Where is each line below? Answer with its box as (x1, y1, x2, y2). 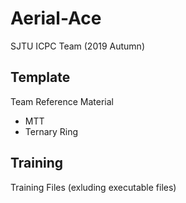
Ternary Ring (24, 125, 79, 137)
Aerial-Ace (10, 7, 102, 30)
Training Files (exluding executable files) (10, 181, 177, 193)
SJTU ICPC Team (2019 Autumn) (10, 40, 145, 52)
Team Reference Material (10, 95, 114, 107)
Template (10, 69, 71, 86)
